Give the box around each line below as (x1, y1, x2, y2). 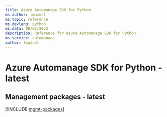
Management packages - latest (5, 93, 106, 101)
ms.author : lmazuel (5, 12, 46, 17)
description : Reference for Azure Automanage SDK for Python (5, 31, 136, 36)
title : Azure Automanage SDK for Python (5, 7, 92, 13)
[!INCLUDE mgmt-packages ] (5, 106, 64, 112)
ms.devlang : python (5, 21, 46, 27)
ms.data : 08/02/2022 (5, 26, 49, 31)
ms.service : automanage (5, 36, 55, 41)
